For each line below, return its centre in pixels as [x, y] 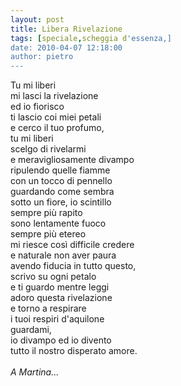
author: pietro [42, 57]
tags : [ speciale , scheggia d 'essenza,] [91, 38]
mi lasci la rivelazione [54, 96]
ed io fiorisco [37, 107]
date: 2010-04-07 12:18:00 [66, 47]
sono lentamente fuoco [58, 223]
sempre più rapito [46, 213]
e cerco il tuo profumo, [57, 128]
